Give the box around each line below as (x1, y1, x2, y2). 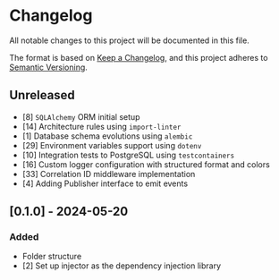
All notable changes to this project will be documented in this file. (9, 35, 250, 46)
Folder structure (21, 251, 82, 262)
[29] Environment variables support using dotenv (21, 140, 202, 150)
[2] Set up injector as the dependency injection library (21, 260, 222, 271)
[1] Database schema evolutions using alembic (21, 131, 193, 141)
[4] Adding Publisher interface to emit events (21, 178, 189, 189)
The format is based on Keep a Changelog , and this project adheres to (9, 52, 268, 63)
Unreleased (9, 88, 76, 103)
